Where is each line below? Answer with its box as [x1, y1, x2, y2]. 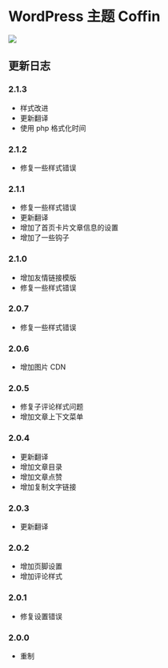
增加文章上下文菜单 [19, 412, 84, 422]
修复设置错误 [19, 611, 62, 621]
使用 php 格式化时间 [19, 123, 86, 132]
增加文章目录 [19, 462, 62, 471]
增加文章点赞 [19, 471, 62, 482]
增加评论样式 [19, 572, 62, 581]
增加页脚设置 [19, 561, 62, 571]
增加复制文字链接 [19, 482, 77, 491]
